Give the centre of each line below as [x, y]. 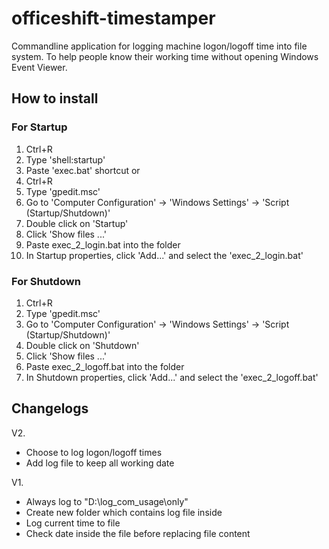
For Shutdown [46, 281]
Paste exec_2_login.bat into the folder [103, 244]
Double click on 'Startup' [77, 223]
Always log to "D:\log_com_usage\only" [107, 501]
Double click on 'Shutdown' [82, 345]
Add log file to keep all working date [100, 463]
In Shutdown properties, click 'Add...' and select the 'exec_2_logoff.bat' [172, 377]
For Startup [39, 127]
